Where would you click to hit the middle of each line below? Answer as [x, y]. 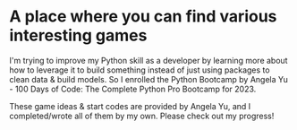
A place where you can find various [143, 17]
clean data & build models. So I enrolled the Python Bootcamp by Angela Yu [149, 79]
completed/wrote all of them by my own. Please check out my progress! [142, 116]
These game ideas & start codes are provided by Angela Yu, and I [130, 106]
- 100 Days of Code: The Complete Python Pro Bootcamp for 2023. [133, 89]
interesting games [78, 35]
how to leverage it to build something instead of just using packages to [140, 70]
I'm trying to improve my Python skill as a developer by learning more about [148, 60]
